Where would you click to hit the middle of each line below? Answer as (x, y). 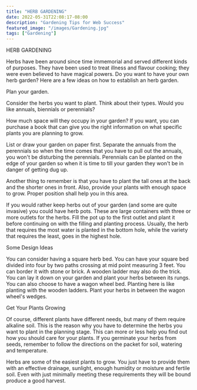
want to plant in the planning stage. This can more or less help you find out (97, 332)
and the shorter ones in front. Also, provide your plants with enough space (96, 187)
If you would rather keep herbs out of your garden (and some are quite (92, 205)
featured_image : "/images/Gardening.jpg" (58, 28)
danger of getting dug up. (37, 170)
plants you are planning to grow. (45, 134)
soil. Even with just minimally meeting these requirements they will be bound (98, 375)
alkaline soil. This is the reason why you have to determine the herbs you (94, 326)
